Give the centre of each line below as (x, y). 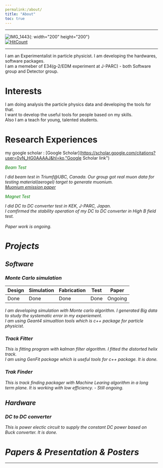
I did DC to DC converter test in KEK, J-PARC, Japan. (58, 206)
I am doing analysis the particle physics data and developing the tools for (78, 104)
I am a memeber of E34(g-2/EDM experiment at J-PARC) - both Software (78, 66)
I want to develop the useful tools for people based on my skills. (69, 115)
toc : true (15, 18)
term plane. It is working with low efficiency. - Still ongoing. (64, 387)
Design (16, 290)
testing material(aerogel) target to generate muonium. (59, 182)
